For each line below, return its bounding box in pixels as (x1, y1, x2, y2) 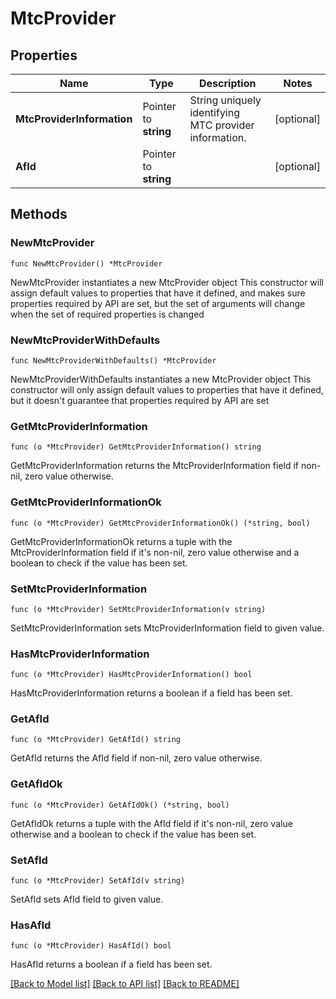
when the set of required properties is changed (10, 308, 205, 320)
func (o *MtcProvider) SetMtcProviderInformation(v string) (10, 604, 267, 614)
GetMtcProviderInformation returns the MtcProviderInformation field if (10, 460, 300, 472)
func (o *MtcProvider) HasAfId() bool (10, 941, 172, 951)
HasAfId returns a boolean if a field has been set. (10, 958, 213, 971)
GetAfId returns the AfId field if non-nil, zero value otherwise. (10, 752, 263, 764)
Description (199, 77, 257, 90)
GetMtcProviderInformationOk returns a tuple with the (10, 535, 233, 547)
